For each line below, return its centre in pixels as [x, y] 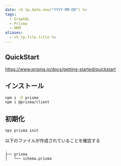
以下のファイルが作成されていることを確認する [53, 140]
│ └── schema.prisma [28, 159]
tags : [11, 14]
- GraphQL [20, 19]
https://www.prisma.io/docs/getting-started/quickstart [60, 69]
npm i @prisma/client [27, 102]
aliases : [14, 33]
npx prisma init [22, 131]
